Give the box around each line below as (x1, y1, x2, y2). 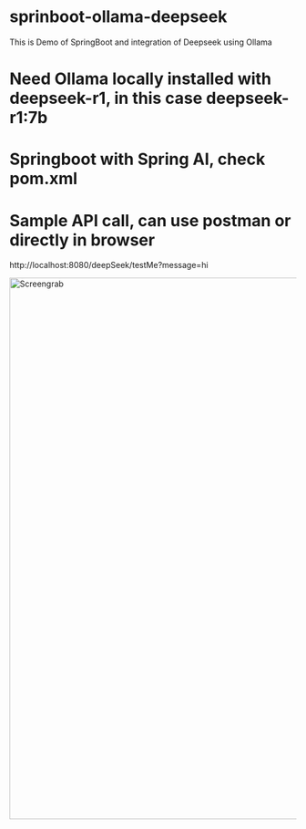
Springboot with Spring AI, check (9, 149, 266, 170)
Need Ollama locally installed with (9, 68, 271, 89)
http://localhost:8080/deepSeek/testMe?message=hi (9, 260, 209, 271)
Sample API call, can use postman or (9, 210, 291, 231)
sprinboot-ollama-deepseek (9, 6, 228, 27)
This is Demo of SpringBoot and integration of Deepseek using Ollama (9, 36, 273, 47)
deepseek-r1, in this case (9, 88, 203, 109)
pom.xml (9, 169, 78, 189)
